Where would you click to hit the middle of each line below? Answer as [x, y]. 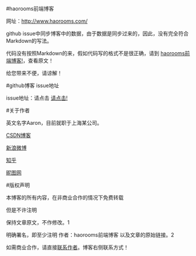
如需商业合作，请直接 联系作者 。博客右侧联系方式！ [67, 247]
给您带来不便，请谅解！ [34, 73]
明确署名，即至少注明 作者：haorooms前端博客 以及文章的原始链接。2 [90, 235]
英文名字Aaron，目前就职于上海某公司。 [54, 123]
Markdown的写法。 [29, 41]
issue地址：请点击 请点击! [37, 98]
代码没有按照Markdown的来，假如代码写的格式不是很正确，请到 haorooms [95, 53]
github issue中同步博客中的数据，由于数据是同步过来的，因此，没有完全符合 [97, 33]
